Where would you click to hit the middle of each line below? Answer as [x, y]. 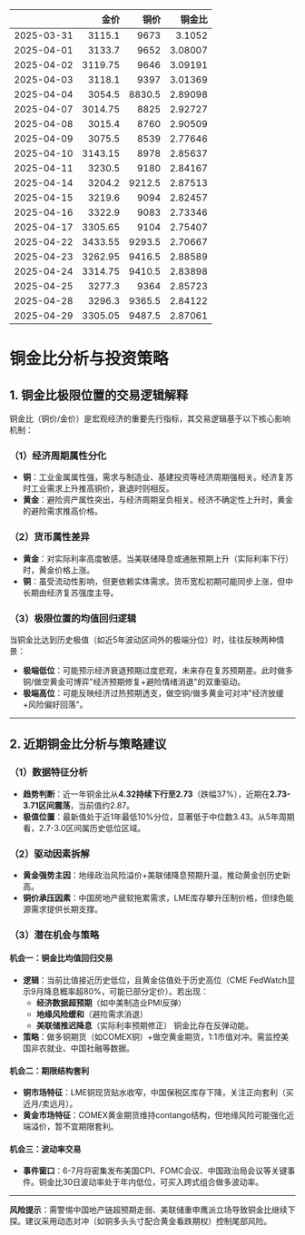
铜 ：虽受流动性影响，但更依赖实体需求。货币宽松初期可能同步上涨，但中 [157, 581]
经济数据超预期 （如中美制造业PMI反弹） [111, 1003]
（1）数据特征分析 [49, 772]
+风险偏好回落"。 [55, 704]
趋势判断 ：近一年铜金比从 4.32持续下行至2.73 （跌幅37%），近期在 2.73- [157, 794]
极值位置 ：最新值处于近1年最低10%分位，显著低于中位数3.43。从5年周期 [158, 817]
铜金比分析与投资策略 [89, 359]
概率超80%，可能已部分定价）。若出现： [134, 991]
